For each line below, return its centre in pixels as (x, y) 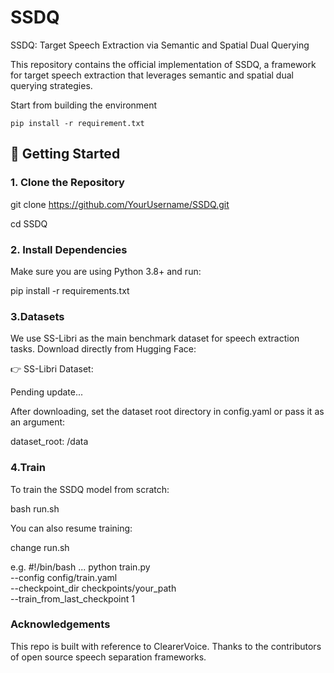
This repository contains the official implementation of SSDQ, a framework (163, 64)
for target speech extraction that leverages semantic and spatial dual (152, 75)
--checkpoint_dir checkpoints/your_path (93, 588)
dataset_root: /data (49, 442)
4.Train (28, 468)
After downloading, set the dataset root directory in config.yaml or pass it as (167, 412)
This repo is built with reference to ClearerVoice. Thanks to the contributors (166, 646)
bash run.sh (35, 508)
